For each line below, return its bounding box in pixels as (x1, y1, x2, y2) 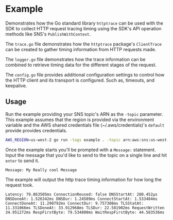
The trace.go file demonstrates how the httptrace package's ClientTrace (5, 41, 162, 47)
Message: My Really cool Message (5, 167, 77, 172)
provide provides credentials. (5, 127, 67, 133)
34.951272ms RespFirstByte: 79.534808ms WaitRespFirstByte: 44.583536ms (5, 210, 165, 215)
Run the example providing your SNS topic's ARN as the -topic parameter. (5, 111, 163, 117)
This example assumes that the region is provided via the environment (5, 116, 154, 123)
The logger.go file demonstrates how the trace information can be (5, 56, 146, 62)
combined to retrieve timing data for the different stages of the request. (5, 62, 157, 68)
